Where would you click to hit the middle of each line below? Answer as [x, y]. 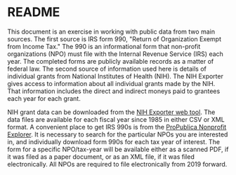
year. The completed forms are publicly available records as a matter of [111, 61]
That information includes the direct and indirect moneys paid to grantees [114, 91]
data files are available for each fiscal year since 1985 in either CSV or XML [116, 119]
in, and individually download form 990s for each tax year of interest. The [113, 141]
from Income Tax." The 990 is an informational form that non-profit [104, 46]
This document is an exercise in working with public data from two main [111, 31]
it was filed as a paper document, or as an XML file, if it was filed [101, 156]
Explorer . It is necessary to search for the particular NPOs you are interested [118, 134]
